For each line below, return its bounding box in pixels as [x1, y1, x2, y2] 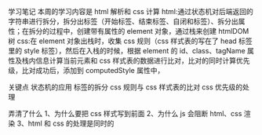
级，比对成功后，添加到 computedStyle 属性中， [8, 66, 165, 75]
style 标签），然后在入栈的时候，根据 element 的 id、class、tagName [23, 46, 246, 55]
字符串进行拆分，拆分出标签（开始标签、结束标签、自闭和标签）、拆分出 [8, 16, 238, 26]
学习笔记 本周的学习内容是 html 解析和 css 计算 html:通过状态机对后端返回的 [8, 7, 253, 16]
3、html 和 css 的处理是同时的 [16, 119, 115, 128]
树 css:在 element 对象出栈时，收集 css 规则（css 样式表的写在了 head [8, 36, 237, 46]
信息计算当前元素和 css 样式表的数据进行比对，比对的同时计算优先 [35, 56, 250, 65]
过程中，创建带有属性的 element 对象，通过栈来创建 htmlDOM [49, 27, 249, 35]
